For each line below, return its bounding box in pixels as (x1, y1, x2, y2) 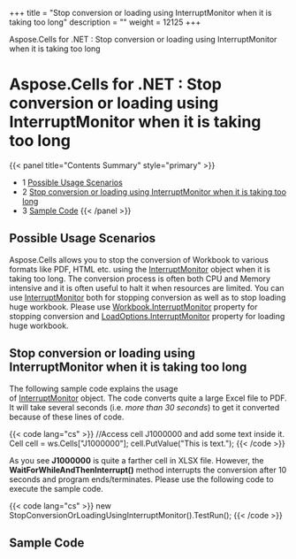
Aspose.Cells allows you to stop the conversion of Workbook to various (9, 254, 269, 264)
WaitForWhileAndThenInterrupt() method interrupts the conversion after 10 (9, 464, 287, 475)
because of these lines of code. (9, 411, 125, 422)
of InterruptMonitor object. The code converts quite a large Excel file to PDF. (9, 393, 287, 403)
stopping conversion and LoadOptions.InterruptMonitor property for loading (9, 310, 285, 321)
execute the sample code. (9, 483, 103, 494)
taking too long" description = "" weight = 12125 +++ (9, 17, 201, 27)
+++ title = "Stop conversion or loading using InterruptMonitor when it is (9, 8, 272, 18)
